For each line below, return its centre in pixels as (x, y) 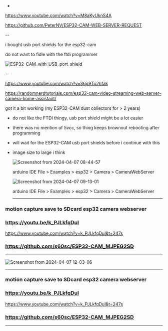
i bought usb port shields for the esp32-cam (51, 45)
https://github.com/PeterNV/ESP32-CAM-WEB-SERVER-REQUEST (74, 25)
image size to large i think (39, 152)
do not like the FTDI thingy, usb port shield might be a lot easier (78, 118)
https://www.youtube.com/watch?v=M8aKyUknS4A (58, 15)
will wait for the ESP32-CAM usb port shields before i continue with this (86, 143)
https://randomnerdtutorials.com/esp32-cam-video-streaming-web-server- (83, 93)
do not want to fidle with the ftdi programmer (51, 54)
